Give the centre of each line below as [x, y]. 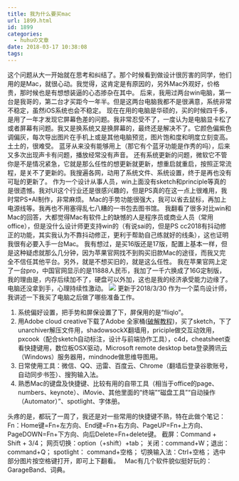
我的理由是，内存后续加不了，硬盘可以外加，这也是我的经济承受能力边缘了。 [119, 279]
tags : [15, 54]
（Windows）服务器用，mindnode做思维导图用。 [90, 356]
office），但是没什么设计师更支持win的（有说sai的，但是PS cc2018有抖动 [114, 226]
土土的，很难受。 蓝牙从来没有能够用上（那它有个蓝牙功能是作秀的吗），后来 [119, 146]
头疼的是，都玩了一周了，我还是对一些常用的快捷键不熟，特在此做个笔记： [116, 416]
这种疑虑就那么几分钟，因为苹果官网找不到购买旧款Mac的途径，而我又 [116, 253]
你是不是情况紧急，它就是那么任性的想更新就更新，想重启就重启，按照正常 [116, 164]
